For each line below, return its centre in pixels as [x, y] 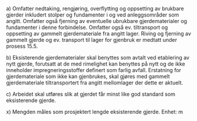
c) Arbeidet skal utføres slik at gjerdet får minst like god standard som [91, 94]
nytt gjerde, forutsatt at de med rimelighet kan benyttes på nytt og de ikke [96, 64]
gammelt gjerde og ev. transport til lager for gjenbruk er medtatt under [92, 40]
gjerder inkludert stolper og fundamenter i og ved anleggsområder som [93, 15]
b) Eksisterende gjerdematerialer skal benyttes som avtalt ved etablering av [98, 58]
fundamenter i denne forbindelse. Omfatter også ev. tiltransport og [87, 27]
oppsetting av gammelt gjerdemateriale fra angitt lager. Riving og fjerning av [99, 34]
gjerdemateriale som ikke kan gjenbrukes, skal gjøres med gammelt [88, 76]
